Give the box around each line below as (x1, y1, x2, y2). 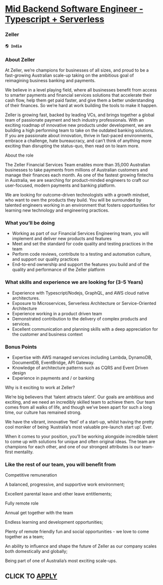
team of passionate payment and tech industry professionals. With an (5, 117, 144, 123)
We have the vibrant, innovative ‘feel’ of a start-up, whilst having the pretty (5, 419, 154, 425)
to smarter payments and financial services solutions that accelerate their (5, 92, 152, 98)
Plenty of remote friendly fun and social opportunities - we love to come (5, 529, 149, 534)
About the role (5, 152, 34, 158)
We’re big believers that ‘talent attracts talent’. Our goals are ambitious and (5, 394, 154, 400)
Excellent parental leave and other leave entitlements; (5, 491, 113, 497)
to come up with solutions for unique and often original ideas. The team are (5, 439, 155, 444)
